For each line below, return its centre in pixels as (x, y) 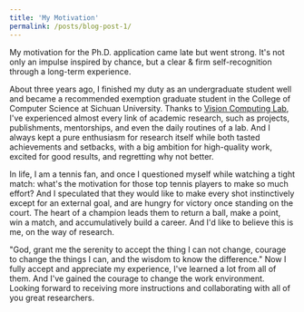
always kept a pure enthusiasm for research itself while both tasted (135, 137)
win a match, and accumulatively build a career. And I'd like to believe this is (152, 222)
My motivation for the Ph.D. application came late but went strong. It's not (147, 52)
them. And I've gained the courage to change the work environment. (137, 278)
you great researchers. (52, 297)
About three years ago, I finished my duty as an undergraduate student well (151, 89)
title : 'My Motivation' (54, 18)
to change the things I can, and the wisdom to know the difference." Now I (148, 258)
